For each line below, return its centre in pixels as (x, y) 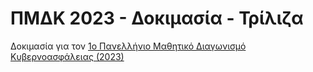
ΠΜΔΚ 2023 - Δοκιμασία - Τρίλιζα (157, 18)
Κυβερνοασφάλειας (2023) (67, 56)
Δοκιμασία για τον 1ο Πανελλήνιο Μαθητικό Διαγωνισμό (128, 46)
